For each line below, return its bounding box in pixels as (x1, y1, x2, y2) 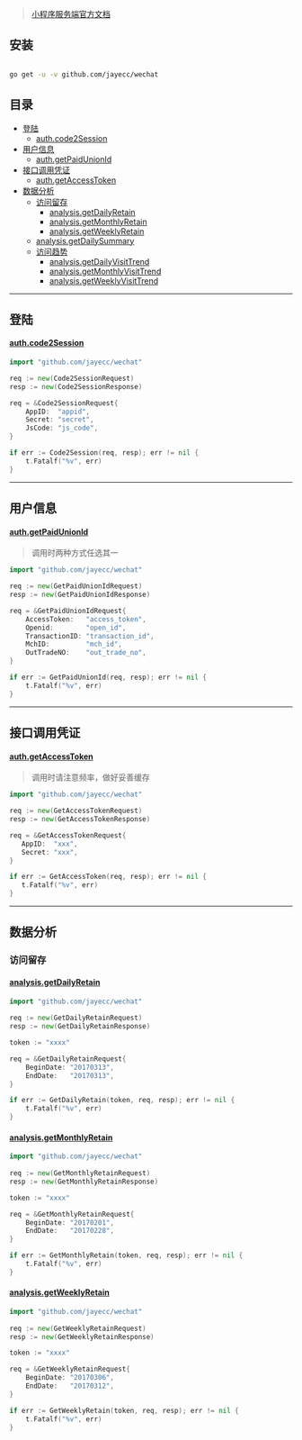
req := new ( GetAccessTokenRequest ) (9, 806, 143, 816)
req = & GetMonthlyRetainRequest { (9, 1209, 135, 1218)
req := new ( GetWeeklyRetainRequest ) (9, 1324, 147, 1333)
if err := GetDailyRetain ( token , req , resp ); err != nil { (9, 1096, 235, 1105)
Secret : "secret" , (25, 415, 94, 424)
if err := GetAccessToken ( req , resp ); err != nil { (9, 873, 207, 882)
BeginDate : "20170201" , (25, 1218, 115, 1227)
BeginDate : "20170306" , (25, 1373, 115, 1382)
